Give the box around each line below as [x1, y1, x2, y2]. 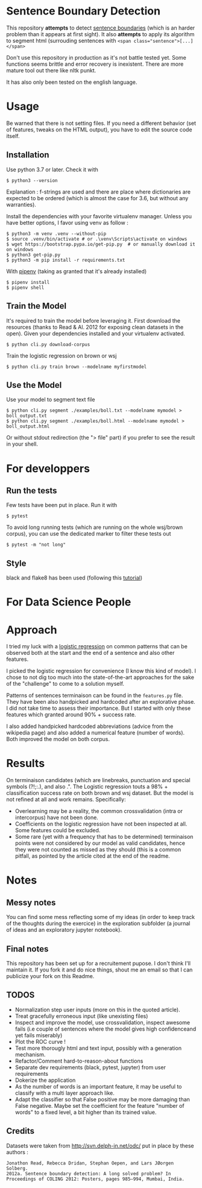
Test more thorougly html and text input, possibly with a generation [14, 1044, 182, 1052]
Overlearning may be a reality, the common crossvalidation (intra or [14, 807, 183, 815]
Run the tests [6, 485, 57, 496]
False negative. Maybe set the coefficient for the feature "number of [14, 1102, 185, 1109]
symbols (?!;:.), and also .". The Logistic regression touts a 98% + [6, 783, 168, 791]
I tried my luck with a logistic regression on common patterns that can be [6, 643, 188, 650]
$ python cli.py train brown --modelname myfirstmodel [6, 364, 147, 370]
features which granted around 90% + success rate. [6, 711, 136, 718]
